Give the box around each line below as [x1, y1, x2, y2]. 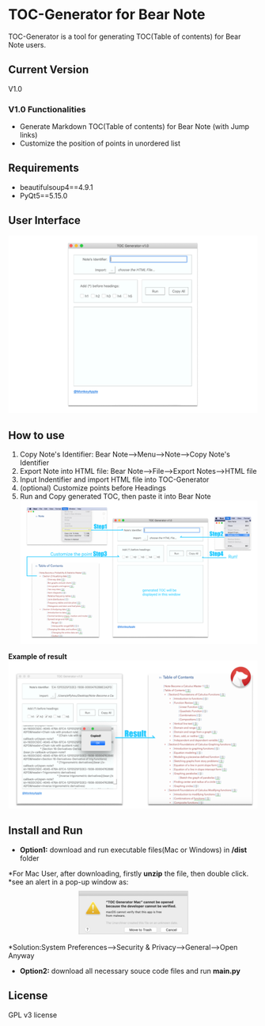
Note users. [8, 40, 47, 49]
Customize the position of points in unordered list [19, 138, 180, 148]
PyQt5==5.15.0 [19, 191, 68, 200]
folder [19, 853, 40, 863]
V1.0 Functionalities [8, 104, 86, 115]
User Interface [8, 214, 81, 227]
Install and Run [8, 824, 83, 838]
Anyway [8, 951, 35, 960]
